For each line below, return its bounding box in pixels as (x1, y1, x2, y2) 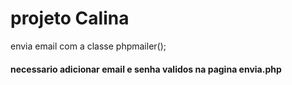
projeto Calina (10, 7, 130, 30)
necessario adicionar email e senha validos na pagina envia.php (10, 63, 282, 75)
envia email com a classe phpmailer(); (10, 40, 167, 52)
